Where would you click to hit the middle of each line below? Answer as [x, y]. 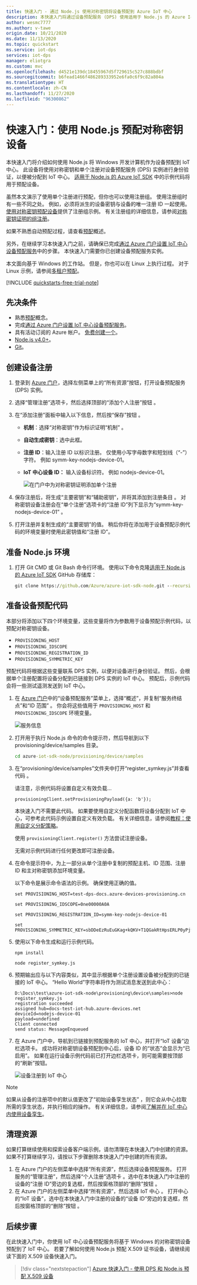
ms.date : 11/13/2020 [31, 39]
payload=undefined [37, 1019]
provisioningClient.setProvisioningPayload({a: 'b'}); [83, 799]
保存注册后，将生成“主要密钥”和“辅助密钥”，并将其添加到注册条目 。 [97, 497]
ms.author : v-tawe [28, 28]
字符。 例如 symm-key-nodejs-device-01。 [75, 460]
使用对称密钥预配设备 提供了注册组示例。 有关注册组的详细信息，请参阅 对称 [97, 211]
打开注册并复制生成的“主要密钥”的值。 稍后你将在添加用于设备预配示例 [100, 524]
